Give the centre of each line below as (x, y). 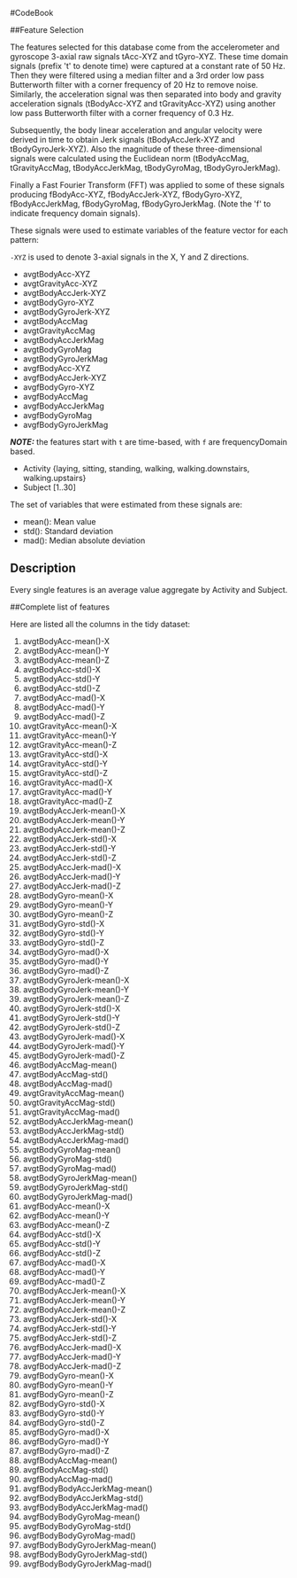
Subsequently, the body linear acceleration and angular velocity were (137, 130)
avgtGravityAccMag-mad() (71, 1112)
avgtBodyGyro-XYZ (58, 302)
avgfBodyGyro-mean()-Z (68, 1394)
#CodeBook (32, 13)
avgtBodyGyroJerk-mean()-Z (76, 999)
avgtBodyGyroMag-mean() (72, 1149)
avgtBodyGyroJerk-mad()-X (74, 1037)
